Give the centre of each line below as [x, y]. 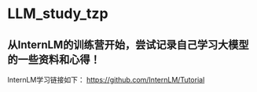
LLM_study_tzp [58, 14]
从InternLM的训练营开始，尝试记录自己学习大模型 [128, 44]
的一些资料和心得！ [54, 59]
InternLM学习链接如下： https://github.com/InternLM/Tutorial [106, 80]
